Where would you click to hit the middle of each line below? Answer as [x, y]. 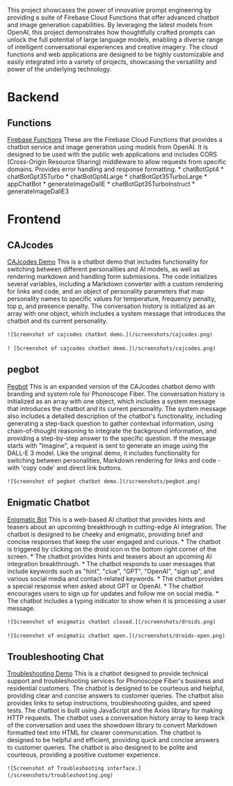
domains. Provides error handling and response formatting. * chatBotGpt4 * [115, 169]
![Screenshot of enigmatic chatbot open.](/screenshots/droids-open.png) [116, 636]
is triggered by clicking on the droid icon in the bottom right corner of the [112, 549]
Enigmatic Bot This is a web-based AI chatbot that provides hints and [106, 519]
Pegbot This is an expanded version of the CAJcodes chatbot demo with [111, 386]
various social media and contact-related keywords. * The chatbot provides [115, 578]
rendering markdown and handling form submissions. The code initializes [112, 276]
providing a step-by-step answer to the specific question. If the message [112, 438]
